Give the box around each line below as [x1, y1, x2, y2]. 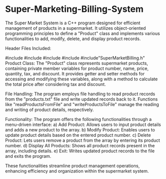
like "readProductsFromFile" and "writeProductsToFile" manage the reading [5, 101, 160, 107]
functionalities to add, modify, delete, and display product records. [5, 36, 141, 42]
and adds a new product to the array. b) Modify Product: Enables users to [5, 126, 155, 132]
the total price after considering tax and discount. [5, 81, 106, 87]
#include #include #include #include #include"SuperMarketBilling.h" [5, 55, 145, 60]
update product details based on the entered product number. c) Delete [5, 132, 151, 138]
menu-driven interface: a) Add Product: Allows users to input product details [5, 121, 161, 127]
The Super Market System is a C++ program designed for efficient [5, 20, 141, 26]
